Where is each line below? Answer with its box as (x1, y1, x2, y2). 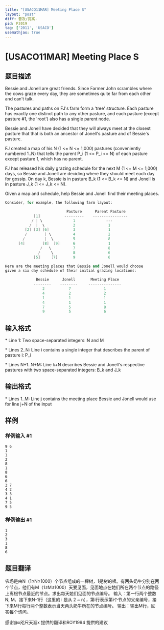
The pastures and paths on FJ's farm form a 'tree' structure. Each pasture (5, 105, 154, 111)
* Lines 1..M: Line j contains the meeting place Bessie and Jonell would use (5, 396, 157, 402)
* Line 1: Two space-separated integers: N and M (5, 338, 104, 344)
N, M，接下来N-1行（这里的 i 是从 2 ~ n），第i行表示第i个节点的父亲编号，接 (5, 597, 157, 602)
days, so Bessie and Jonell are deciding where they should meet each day (5, 171, 155, 176)
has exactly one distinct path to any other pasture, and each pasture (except (5, 111, 159, 116)
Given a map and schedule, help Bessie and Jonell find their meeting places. (5, 190, 159, 196)
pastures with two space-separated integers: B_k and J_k (5, 367, 121, 373)
